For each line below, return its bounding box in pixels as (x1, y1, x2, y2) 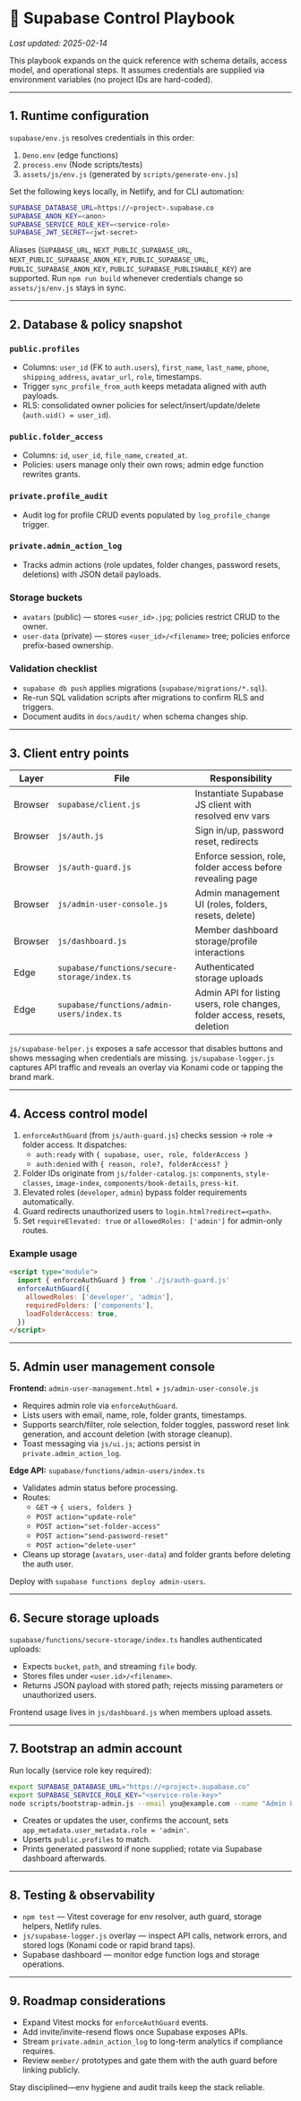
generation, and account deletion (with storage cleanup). (21, 1428, 233, 1440)
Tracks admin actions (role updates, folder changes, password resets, (21, 559, 280, 570)
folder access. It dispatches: (21, 1139, 127, 1150)
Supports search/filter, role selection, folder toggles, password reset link (21, 1419, 289, 1430)
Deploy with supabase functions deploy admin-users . (9, 1576, 206, 1587)
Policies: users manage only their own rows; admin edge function (21, 459, 264, 470)
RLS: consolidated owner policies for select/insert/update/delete (21, 399, 261, 410)
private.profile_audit (9, 492, 108, 502)
